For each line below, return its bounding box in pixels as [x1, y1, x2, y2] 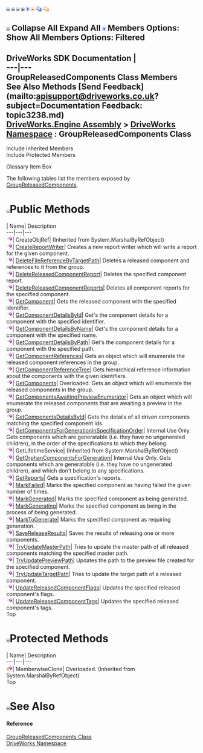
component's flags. [6, 591, 54, 598]
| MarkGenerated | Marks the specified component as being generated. [12, 495, 188, 502]
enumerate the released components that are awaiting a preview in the [6, 400, 182, 407]
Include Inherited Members [6, 145, 74, 152]
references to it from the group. [6, 264, 85, 271]
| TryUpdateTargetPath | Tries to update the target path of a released [12, 571, 182, 578]
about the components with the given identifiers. [6, 373, 127, 380]
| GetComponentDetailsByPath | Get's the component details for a [12, 339, 175, 346]
